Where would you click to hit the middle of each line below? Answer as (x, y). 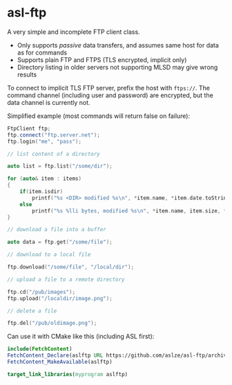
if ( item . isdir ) (41, 192)
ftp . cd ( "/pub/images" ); (41, 292)
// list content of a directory (54, 154)
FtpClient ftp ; (29, 128)
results (27, 75)
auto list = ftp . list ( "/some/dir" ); (60, 166)
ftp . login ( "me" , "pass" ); (44, 141)
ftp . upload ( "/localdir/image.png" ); (60, 298)
